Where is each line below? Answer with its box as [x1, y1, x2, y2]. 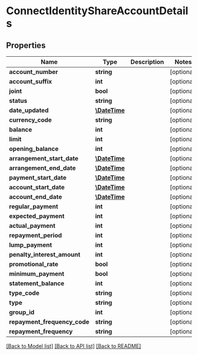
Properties [6, 40, 46, 50]
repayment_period [9, 231, 62, 239]
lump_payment [9, 241, 52, 249]
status [9, 96, 28, 105]
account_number [9, 68, 58, 76]
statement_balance [9, 279, 65, 288]
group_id [9, 308, 35, 316]
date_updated [9, 106, 49, 114]
